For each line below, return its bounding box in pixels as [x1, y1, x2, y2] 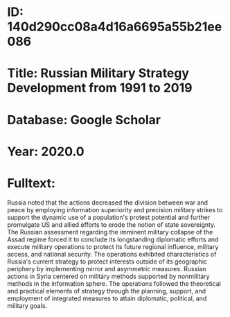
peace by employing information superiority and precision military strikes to [7, 205, 223, 214]
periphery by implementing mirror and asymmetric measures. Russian [7, 264, 206, 273]
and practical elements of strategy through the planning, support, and [7, 286, 206, 295]
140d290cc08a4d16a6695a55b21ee [7, 19, 222, 35]
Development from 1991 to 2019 [7, 80, 193, 96]
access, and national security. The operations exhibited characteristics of [7, 250, 217, 258]
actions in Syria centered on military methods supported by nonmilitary [7, 272, 210, 280]
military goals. [7, 301, 48, 309]
